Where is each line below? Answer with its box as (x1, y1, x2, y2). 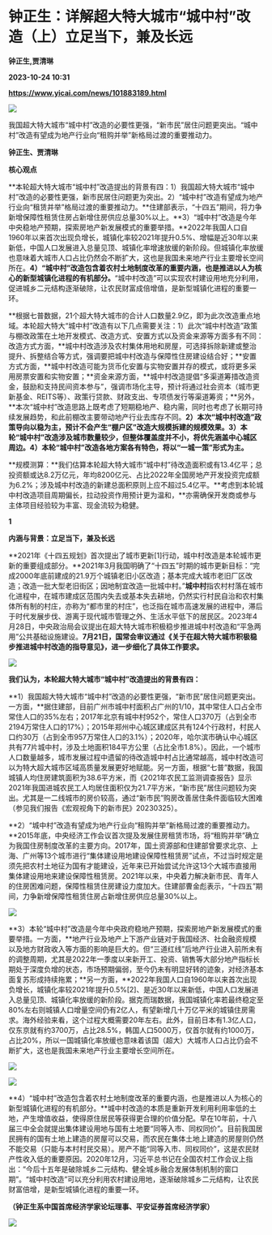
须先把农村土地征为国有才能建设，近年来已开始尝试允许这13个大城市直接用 (8, 861, 257, 871)
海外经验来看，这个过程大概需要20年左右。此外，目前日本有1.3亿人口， (22, 1015, 261, 1025)
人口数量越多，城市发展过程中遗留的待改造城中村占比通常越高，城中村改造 (8, 752, 257, 762)
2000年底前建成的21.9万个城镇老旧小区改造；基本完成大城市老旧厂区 (15, 570, 245, 580)
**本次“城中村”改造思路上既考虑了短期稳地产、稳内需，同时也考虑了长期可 (8, 402, 257, 411)
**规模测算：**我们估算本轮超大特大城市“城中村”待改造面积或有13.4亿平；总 (8, 459, 263, 469)
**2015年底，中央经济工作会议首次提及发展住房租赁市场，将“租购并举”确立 (8, 830, 260, 840)
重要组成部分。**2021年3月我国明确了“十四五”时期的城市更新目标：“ (22, 561, 253, 570)
